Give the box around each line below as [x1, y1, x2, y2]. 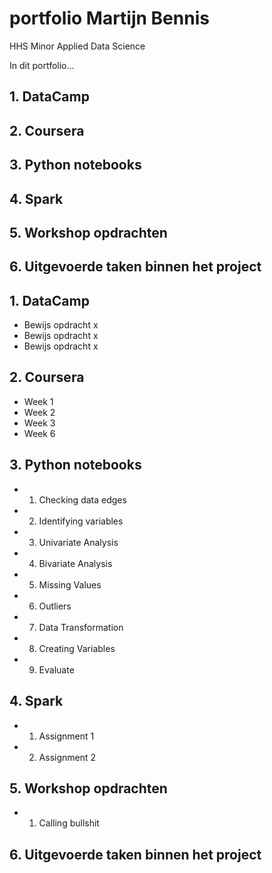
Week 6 [23, 427, 56, 439]
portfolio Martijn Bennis [9, 7, 210, 30]
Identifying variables [38, 515, 124, 527]
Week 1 [23, 395, 54, 407]
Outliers [38, 600, 72, 612]
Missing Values [38, 578, 102, 591]
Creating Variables [38, 642, 116, 654]
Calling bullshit [38, 817, 100, 829]
